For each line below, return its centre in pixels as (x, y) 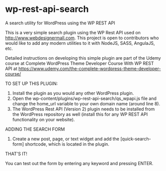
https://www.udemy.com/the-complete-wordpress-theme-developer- (89, 69)
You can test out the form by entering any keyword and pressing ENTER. (79, 163)
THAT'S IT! (16, 154)
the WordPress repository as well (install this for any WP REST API (80, 114)
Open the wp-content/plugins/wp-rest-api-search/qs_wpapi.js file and (84, 98)
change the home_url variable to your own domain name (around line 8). (86, 103)
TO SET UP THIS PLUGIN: (32, 84)
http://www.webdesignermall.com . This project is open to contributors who (82, 38)
